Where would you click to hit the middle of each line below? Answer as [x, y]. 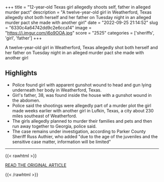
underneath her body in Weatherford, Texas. [57, 90]
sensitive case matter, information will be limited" [61, 142]
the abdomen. [26, 100]
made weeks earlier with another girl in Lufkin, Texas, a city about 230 [83, 110]
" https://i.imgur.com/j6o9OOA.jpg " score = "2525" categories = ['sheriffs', [80, 33]
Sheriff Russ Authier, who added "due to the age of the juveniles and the [85, 136]
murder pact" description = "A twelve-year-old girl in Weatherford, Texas [78, 12]
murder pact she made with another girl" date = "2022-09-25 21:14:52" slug [82, 22]
